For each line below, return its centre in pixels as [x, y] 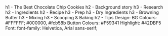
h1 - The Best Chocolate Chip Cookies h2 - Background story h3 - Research [84, 7]
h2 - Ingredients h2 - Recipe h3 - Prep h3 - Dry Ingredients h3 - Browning [82, 12]
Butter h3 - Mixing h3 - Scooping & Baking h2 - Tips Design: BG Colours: [81, 18]
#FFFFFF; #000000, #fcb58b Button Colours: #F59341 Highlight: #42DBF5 [83, 23]
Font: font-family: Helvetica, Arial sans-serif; [51, 28]
